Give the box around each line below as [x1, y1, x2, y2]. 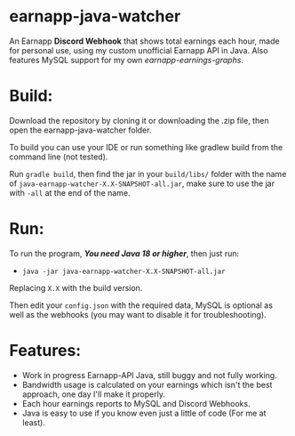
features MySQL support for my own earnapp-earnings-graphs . [9, 54, 244, 65]
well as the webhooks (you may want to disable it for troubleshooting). [9, 309, 267, 319]
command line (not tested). [9, 151, 108, 162]
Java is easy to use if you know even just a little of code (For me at [21, 408, 267, 418]
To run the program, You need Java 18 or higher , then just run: [9, 247, 240, 259]
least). [21, 416, 46, 428]
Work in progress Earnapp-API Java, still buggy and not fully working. [21, 369, 277, 380]
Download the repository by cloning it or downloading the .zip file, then [9, 115, 269, 125]
